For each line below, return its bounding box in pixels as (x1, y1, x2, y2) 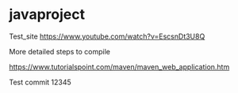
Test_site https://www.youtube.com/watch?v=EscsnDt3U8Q (9, 32, 205, 41)
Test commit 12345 (9, 77, 72, 87)
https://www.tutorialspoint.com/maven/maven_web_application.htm (9, 61, 230, 72)
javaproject (9, 6, 86, 24)
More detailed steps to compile (9, 46, 110, 56)
